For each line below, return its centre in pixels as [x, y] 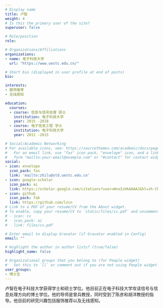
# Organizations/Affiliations [36, 50]
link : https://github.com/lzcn [41, 202]
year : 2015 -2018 [31, 121]
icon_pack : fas [25, 171]
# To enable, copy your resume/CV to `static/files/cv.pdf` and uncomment [82, 212]
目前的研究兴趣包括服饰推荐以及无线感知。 [60, 301]
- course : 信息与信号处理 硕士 [38, 112]
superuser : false [23, 28]
